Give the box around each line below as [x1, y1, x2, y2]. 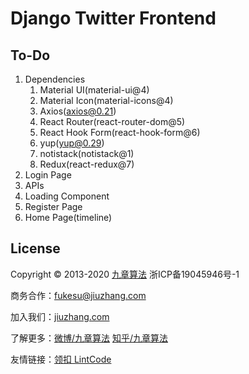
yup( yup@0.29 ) [39, 137, 105, 149]
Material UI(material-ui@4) [39, 84, 150, 96]
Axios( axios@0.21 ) [39, 105, 117, 117]
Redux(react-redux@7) [39, 158, 135, 170]
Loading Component [24, 190, 110, 202]
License [10, 240, 61, 257]
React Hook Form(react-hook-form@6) [39, 127, 201, 138]
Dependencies [24, 73, 86, 85]
